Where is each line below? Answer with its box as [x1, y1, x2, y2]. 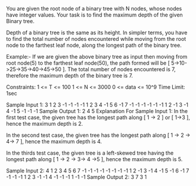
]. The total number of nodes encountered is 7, [62, 66, 176, 73]
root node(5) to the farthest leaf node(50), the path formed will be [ [6, 59, 170, 66]
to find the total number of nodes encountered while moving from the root [6, 36, 187, 42]
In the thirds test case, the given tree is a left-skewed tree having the [6, 149, 173, 156]
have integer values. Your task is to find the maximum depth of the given [6, 11, 183, 18]
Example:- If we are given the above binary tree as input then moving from [6, 53, 188, 60]
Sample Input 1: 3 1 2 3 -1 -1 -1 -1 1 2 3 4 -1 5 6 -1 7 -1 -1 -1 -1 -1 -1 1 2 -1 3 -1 [6, 101, 188, 108]
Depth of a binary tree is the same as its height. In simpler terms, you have [6, 29, 188, 36]
